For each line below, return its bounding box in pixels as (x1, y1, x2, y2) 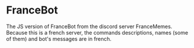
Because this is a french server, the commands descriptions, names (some (6, 29, 188, 36)
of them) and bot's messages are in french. (6, 35, 112, 42)
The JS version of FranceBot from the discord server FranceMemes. (6, 23, 173, 30)
